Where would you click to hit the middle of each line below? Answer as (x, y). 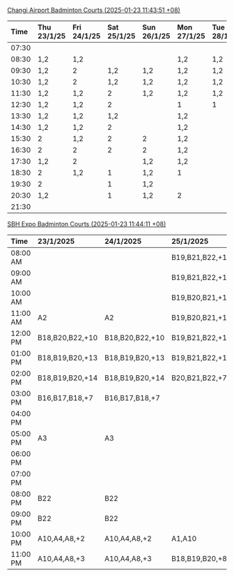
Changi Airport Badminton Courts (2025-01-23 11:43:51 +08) (94, 10)
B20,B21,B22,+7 (200, 378)
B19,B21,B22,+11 (202, 257)
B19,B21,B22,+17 (202, 338)
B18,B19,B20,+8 (200, 558)
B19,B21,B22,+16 (202, 358)
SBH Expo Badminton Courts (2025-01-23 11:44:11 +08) (87, 224)
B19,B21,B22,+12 (202, 277)
